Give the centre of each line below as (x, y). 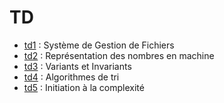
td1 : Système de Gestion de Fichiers (99, 45)
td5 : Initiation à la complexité (84, 87)
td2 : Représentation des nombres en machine (119, 55)
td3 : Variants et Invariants (77, 66)
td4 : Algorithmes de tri (71, 77)
